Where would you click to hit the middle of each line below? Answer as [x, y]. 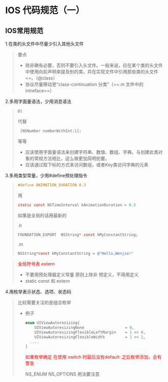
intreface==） [40, 91]
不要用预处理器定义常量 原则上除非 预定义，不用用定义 [82, 275]
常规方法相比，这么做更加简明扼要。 [72, 158]
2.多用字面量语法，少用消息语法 [38, 101]
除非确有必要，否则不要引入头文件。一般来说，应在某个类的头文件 [94, 65]
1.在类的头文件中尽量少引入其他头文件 [45, 44]
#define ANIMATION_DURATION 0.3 [52, 185]
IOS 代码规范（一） [45, 10]
